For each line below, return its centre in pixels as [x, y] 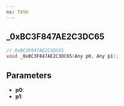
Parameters [29, 75]
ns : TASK [17, 12]
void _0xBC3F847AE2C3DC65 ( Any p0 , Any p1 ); [63, 56]
